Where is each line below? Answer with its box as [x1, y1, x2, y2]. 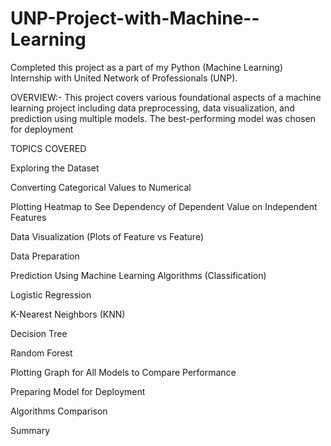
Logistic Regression [10, 288, 92, 301]
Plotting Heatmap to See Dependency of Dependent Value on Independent [10, 200, 318, 212]
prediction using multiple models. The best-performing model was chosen [10, 112, 316, 124]
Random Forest [10, 347, 73, 359]
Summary [10, 424, 51, 436]
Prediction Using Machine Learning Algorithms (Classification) [10, 269, 267, 281]
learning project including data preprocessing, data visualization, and [10, 102, 295, 114]
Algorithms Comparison [10, 405, 108, 417]
